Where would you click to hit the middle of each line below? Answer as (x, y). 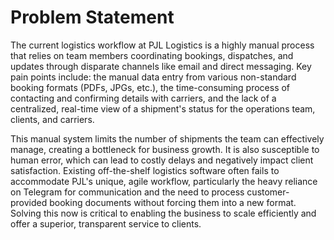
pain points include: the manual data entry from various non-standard (153, 77)
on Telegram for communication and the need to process (127, 192)
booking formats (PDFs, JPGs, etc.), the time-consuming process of (150, 87)
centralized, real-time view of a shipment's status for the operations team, (163, 108)
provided (29, 202)
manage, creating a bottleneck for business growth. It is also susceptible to (165, 149)
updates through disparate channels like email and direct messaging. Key (161, 66)
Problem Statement (92, 17)
